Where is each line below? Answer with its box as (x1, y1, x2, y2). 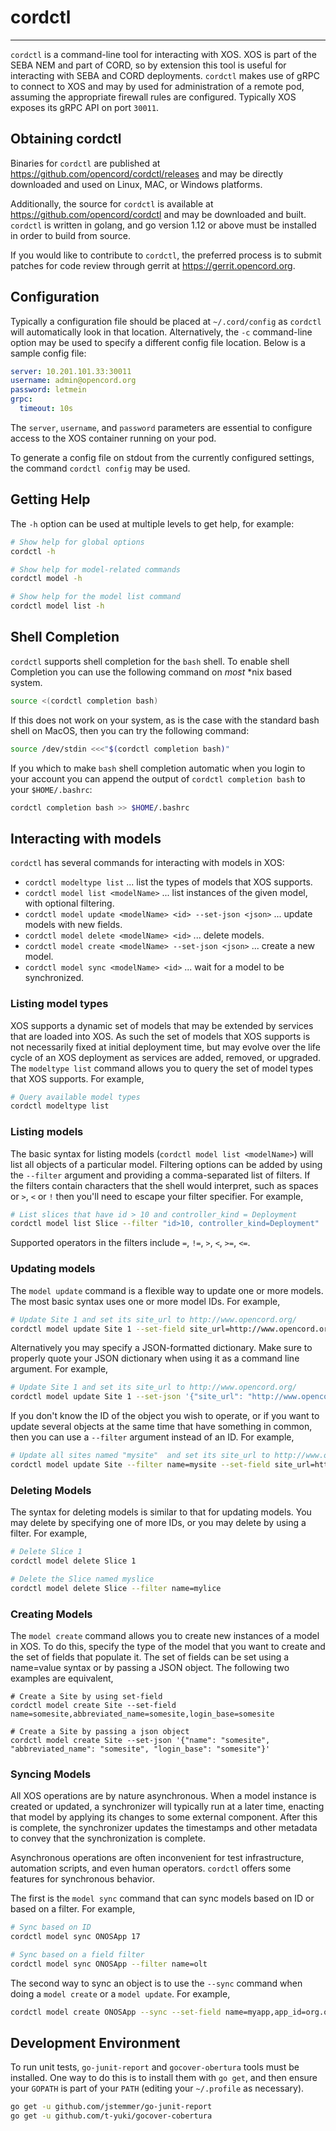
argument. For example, (10, 1363, 109, 1375)
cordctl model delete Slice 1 (10, 1556, 137, 1566)
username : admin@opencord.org (10, 376, 137, 386)
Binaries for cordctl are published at (10, 157, 161, 169)
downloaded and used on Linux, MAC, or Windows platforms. (10, 178, 263, 190)
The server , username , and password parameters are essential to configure (10, 421, 313, 433)
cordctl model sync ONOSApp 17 (10, 1932, 141, 1942)
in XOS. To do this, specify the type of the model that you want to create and (10, 1640, 326, 1652)
